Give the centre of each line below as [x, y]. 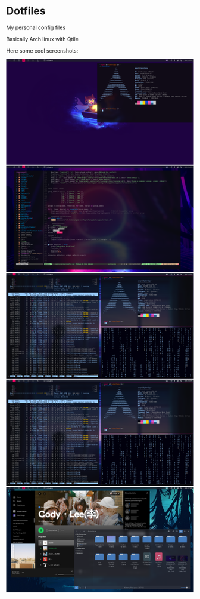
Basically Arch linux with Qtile [43, 39]
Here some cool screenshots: [42, 50]
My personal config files [36, 27]
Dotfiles [26, 11]
